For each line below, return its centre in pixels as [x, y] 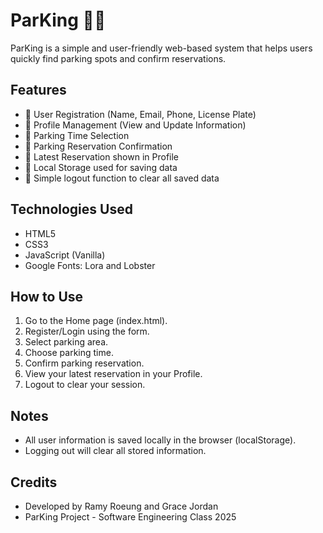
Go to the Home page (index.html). [96, 321]
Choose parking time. [69, 353]
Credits [34, 482]
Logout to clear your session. [85, 385]
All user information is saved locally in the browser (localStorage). [160, 440]
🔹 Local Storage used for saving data [101, 167]
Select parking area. [66, 342]
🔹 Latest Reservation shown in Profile [102, 156]
